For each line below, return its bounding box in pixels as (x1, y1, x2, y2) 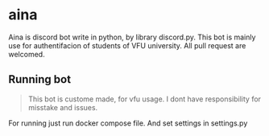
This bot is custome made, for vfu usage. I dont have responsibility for (27, 94, 262, 104)
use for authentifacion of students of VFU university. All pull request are (8, 40, 246, 50)
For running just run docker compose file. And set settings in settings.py (8, 118, 248, 128)
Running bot (8, 72, 71, 86)
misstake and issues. (27, 102, 98, 112)
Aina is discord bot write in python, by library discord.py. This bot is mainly (8, 32, 256, 42)
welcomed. (8, 49, 46, 59)
